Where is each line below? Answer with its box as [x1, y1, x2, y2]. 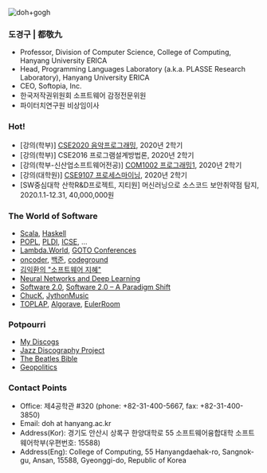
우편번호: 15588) [48, 438, 101, 448]
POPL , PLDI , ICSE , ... [19, 236, 88, 246]
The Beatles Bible [19, 354, 78, 364]
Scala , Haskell [19, 228, 66, 238]
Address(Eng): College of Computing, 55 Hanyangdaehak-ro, [19, 447, 221, 457]
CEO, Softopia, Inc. [19, 81, 82, 91]
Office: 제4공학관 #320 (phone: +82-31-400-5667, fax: [19, 401, 198, 411]
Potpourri [8, 319, 46, 330]
